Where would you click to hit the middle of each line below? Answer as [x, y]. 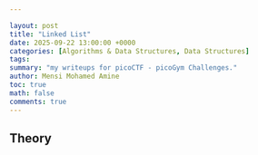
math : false [32, 93]
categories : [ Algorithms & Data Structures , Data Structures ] [129, 51]
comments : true [38, 102]
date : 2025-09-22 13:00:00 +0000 [73, 43]
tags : [20, 60]
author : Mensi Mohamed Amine [64, 77]
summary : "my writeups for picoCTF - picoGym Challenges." [124, 68]
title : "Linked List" [50, 34]
